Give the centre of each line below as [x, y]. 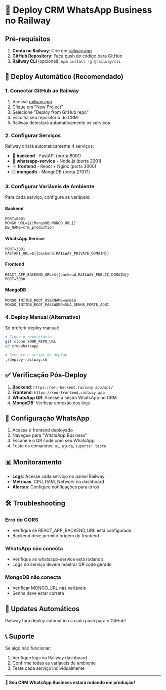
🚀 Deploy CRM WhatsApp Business [79, 10]
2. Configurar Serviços [33, 135]
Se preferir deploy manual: [32, 328]
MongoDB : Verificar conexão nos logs [51, 403]
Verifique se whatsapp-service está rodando [58, 559]
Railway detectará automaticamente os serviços [61, 123]
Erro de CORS [22, 519]
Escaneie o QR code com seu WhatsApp [53, 441]
